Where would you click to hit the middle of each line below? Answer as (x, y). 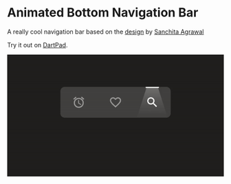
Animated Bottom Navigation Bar (103, 13)
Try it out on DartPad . (37, 45)
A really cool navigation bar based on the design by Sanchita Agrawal (106, 32)
